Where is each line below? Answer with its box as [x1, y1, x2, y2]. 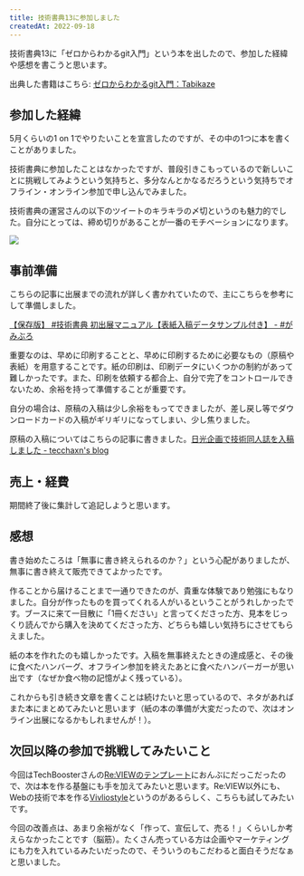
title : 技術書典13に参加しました [9, 13, 120, 23]
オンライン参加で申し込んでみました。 [48, 187, 192, 197]
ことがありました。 [9, 144, 81, 155]
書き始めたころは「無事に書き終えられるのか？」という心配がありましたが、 [9, 554, 295, 565]
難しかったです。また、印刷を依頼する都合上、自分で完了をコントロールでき [9, 372, 294, 383]
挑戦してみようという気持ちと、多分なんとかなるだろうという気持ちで [24, 175, 287, 186]
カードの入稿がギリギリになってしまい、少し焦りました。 [40, 414, 255, 426]
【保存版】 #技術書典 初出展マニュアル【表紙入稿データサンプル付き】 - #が [9, 319, 294, 331]
